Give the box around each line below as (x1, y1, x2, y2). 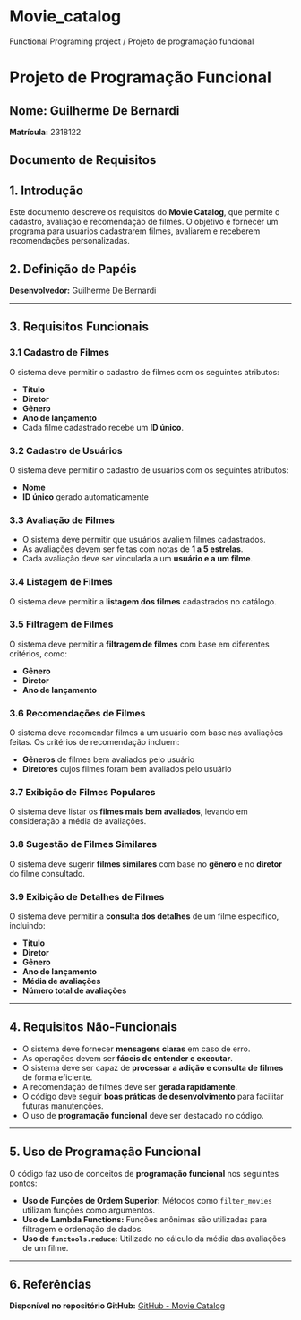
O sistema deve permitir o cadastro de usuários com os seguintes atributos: (9, 464, 289, 476)
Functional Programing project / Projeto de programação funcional (9, 36, 254, 47)
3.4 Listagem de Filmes (9, 576, 114, 588)
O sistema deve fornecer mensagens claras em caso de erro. (21, 1043, 251, 1054)
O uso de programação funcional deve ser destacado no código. (21, 1110, 264, 1120)
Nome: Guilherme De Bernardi (9, 103, 180, 118)
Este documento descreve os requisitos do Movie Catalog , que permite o (9, 207, 280, 218)
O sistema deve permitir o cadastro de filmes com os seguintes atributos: (9, 366, 279, 377)
